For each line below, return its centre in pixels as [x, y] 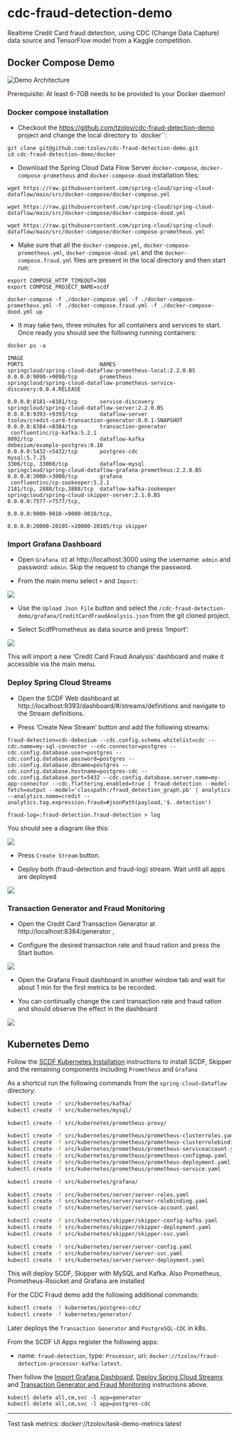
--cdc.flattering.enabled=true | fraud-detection [127, 784]
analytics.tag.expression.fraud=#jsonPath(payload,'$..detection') [110, 802]
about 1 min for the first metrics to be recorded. [87, 987]
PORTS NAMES [62, 364]
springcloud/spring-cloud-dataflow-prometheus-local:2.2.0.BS [101, 371]
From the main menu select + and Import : [78, 581]
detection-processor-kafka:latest [69, 1364]
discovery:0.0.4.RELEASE [44, 389]
